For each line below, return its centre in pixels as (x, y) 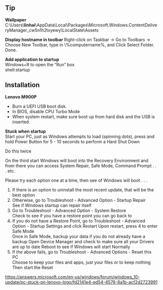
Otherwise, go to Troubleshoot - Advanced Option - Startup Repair (79, 200)
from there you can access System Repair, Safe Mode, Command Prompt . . (81, 166)
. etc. (10, 171)
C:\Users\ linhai (20, 25)
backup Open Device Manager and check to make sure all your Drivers (83, 241)
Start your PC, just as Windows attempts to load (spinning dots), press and (80, 136)
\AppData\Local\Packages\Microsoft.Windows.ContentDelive (96, 25)
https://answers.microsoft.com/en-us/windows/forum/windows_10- (72, 277)
